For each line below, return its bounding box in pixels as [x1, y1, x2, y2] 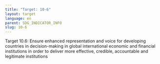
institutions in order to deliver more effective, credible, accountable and [5, 49, 148, 54]
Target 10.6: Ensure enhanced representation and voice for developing [5, 38, 146, 44]
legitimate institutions [5, 53, 48, 59]
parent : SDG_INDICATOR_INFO [5, 20, 62, 26]
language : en [5, 16, 32, 21]
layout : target [5, 12, 36, 16]
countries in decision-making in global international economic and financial [5, 43, 156, 49]
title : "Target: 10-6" [5, 7, 51, 12]
